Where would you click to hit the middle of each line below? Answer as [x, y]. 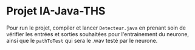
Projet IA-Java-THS [56, 11]
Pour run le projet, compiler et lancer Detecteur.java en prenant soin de [96, 28]
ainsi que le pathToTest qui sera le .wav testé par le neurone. [82, 40]
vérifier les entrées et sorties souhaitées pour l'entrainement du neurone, [98, 34]
